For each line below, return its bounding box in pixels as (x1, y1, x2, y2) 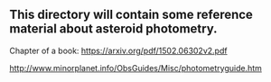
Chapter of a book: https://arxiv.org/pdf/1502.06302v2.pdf (9, 45, 228, 56)
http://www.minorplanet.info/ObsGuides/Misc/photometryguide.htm (9, 62, 262, 73)
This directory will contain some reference (9, 7, 253, 23)
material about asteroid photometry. (9, 22, 219, 37)
